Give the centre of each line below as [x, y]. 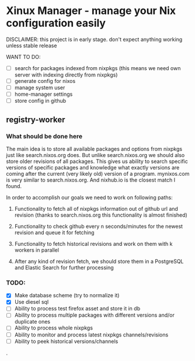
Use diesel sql [32, 302]
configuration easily [56, 23]
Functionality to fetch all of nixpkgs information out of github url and [96, 209]
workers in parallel [37, 250]
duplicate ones [32, 322]
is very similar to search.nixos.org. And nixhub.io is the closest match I [91, 180]
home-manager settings [43, 94]
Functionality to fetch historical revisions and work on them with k [93, 244]
